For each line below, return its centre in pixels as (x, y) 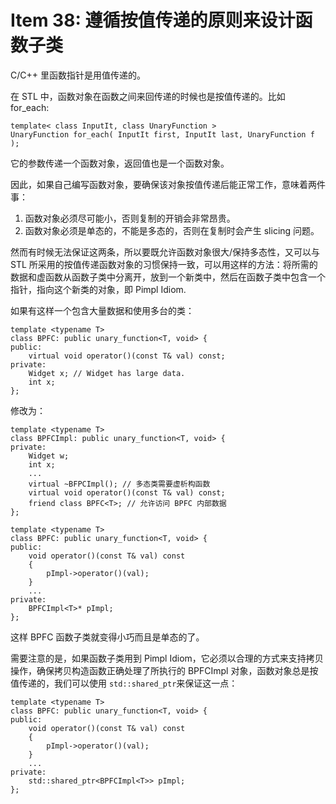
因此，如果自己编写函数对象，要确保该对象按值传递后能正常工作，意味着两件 (168, 184)
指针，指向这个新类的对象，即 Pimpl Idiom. (98, 289)
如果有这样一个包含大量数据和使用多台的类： (102, 310)
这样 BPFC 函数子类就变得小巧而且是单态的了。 (107, 637)
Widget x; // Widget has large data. (107, 373)
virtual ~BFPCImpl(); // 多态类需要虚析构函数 (119, 484)
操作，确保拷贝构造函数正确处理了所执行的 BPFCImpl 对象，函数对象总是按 (164, 670)
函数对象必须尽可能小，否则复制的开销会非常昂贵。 (130, 218)
